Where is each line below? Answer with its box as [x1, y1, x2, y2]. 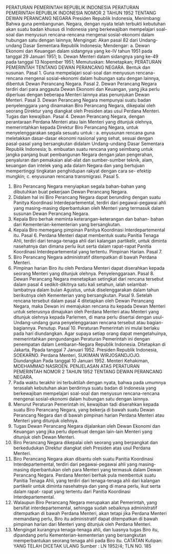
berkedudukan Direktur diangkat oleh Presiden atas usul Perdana [13, 445, 150, 451]
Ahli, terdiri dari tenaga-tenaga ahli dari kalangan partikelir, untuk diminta [13, 238, 167, 244]
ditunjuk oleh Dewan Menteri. [13, 434, 76, 440]
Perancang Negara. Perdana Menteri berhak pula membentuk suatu [13, 472, 156, 478]
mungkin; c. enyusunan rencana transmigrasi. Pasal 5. [6, 173, 120, 179]
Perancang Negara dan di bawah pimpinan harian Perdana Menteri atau [13, 412, 165, 418]
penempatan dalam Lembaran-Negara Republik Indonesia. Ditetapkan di [13, 341, 166, 347]
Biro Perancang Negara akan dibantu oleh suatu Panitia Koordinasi [13, 456, 154, 462]
